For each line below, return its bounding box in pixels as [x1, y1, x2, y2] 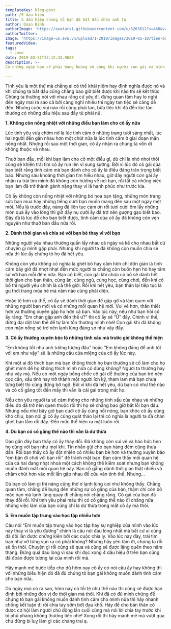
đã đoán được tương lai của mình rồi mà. [5, 555, 90, 561]
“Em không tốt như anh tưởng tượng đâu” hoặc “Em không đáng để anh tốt [5, 345, 161, 351]
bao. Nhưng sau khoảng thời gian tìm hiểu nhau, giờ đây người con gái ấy [5, 172, 159, 179]
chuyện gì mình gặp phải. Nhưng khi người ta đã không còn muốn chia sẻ [5, 246, 159, 252]
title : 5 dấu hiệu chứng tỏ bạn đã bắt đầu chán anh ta [5, 17, 126, 22]
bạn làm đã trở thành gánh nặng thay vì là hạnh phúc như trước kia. [5, 183, 146, 189]
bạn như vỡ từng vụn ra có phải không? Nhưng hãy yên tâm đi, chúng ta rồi [5, 539, 163, 545]
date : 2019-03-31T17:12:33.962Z [5, 55, 74, 60]
